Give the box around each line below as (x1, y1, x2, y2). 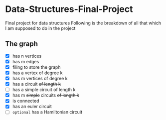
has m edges (12, 58, 39, 64)
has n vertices (12, 53, 42, 59)
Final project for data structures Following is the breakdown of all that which (5, 20, 161, 26)
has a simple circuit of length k (12, 87, 76, 93)
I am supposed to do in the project (5, 25, 76, 31)
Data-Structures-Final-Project (5, 3, 133, 15)
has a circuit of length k (12, 81, 61, 87)
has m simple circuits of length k (12, 92, 79, 98)
